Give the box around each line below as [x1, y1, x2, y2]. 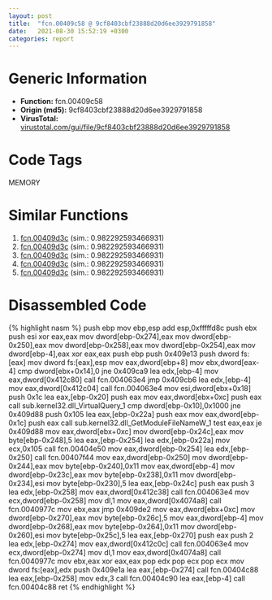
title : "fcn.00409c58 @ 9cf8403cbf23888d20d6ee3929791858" [8, 20, 217, 28]
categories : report [8, 34, 75, 43]
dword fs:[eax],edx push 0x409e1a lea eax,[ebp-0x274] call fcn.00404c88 [8, 565, 259, 574]
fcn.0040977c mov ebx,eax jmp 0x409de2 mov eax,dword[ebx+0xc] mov [8, 505, 256, 514]
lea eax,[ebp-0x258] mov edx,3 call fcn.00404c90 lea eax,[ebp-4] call [8, 574, 246, 583]
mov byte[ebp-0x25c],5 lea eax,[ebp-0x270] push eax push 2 [45, 530, 254, 540]
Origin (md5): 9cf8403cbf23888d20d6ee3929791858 [19, 105, 203, 115]
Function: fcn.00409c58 [19, 97, 103, 107]
